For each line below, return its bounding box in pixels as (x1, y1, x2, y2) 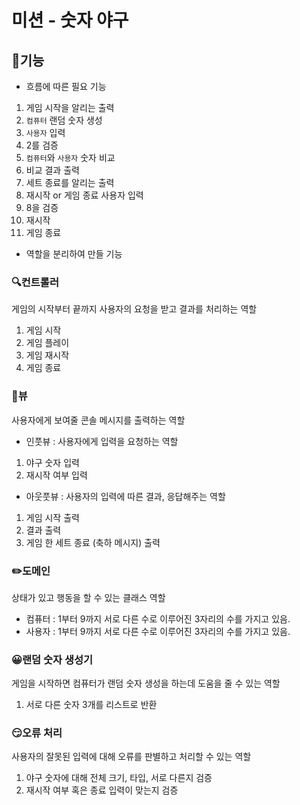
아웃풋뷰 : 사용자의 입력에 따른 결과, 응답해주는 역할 (25, 490, 226, 502)
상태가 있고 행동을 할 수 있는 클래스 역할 (11, 591, 166, 603)
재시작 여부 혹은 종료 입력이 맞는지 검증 (25, 784, 179, 796)
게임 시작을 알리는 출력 (25, 102, 115, 113)
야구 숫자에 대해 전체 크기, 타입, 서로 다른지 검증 (25, 772, 213, 784)
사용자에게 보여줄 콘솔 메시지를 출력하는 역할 (11, 414, 186, 426)
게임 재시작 (25, 349, 70, 361)
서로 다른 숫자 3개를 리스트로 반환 (25, 699, 158, 711)
